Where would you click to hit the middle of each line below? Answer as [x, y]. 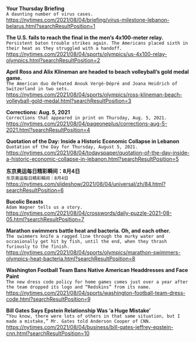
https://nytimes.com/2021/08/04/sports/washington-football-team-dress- [96, 293]
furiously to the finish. [38, 247]
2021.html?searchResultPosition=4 [48, 130]
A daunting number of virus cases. [50, 14]
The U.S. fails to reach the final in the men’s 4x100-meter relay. [85, 37]
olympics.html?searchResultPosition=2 [53, 60]
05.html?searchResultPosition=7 [45, 219]
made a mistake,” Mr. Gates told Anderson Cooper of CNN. [79, 321]
